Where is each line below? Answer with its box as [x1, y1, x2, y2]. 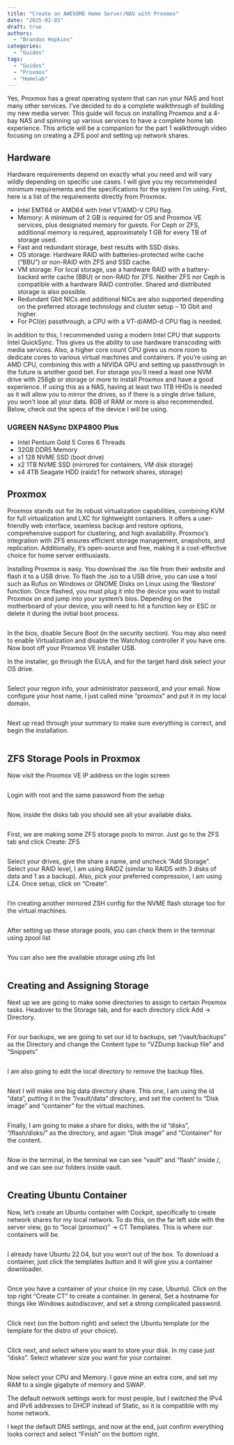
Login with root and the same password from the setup [7, 791, 165, 800]
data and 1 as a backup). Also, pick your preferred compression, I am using [7, 872, 222, 881]
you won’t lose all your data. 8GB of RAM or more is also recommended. [7, 397, 214, 406]
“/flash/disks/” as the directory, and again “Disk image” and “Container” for [7, 1129, 222, 1137]
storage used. [17, 235, 58, 244]
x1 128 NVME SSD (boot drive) [17, 453, 104, 462]
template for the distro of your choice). [7, 1326, 118, 1335]
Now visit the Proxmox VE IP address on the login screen [7, 771, 171, 779]
